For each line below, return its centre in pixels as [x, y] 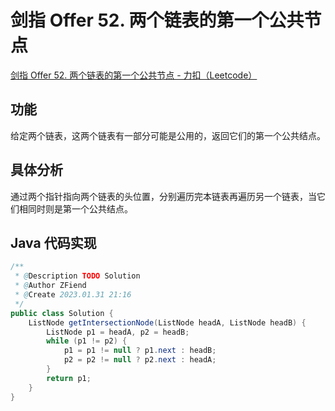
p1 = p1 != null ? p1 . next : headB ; [140, 351]
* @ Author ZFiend [50, 286]
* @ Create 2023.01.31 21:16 [73, 295]
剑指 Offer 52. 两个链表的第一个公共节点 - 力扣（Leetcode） [134, 75]
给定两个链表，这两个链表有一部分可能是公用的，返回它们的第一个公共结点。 [168, 135]
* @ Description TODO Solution [77, 276]
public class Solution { [62, 313]
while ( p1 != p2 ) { [87, 341]
